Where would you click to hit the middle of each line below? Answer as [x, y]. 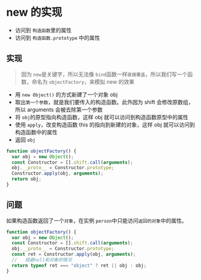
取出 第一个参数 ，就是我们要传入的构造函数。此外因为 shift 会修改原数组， [104, 102]
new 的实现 [34, 12]
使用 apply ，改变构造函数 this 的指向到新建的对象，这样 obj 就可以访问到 [105, 125]
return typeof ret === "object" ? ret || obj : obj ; [79, 266]
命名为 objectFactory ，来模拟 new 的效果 [83, 81]
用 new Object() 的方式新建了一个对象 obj [66, 95]
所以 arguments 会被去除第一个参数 [59, 110]
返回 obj [25, 140]
